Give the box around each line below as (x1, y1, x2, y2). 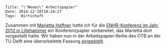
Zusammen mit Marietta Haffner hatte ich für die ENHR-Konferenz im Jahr (5, 22, 158, 28)
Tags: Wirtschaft (5, 13, 44, 18)
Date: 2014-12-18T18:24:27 (5, 9, 62, 14)
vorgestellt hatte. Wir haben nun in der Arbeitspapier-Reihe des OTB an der (5, 33, 161, 38)
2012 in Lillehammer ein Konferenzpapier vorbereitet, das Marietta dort (5, 27, 152, 33)
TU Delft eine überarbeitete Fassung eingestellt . (5, 38, 105, 44)
